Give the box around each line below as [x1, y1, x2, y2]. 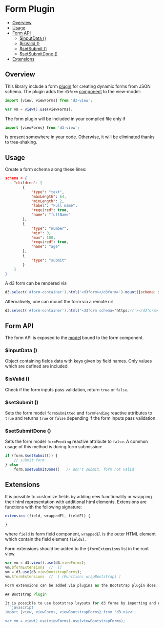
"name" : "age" [31, 244, 60, 249]
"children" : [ [14, 180, 42, 186]
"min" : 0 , [31, 230, 51, 236]
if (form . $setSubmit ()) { [5, 453, 58, 459]
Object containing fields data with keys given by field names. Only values [5, 358, 152, 364]
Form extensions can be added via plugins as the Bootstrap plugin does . [5, 583, 159, 588]
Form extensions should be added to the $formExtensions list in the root [5, 546, 149, 552]
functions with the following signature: [5, 504, 82, 510]
